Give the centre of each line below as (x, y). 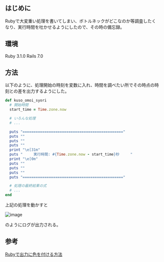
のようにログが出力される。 (33, 225)
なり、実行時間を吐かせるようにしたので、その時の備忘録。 (65, 27)
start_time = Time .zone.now (38, 110)
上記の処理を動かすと (26, 205)
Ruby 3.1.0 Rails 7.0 (24, 56)
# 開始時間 (19, 105)
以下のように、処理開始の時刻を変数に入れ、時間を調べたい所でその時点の (80, 85)
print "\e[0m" (24, 159)
